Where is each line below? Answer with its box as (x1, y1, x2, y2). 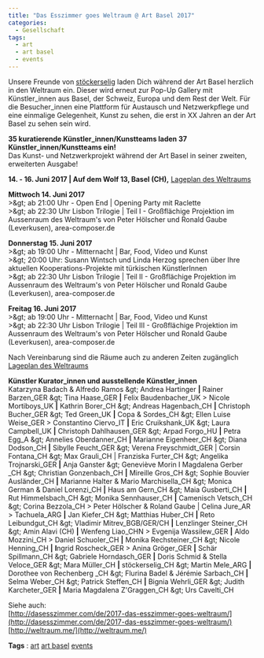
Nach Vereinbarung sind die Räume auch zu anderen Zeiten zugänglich (8, 352, 239, 362)
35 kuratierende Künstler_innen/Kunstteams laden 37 (8, 134, 187, 143)
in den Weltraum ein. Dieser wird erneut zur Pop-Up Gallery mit (8, 85, 214, 94)
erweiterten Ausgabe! (8, 159, 79, 168)
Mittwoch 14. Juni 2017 (8, 190, 85, 199)
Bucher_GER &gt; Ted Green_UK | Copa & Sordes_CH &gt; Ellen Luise (8, 409, 231, 419)
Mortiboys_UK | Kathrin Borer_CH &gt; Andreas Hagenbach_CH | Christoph (8, 401, 251, 410)
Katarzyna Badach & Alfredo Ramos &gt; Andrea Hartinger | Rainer (8, 384, 224, 394)
